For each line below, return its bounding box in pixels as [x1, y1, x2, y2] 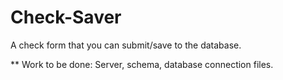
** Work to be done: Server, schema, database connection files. [10, 58, 274, 70]
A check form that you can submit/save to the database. [10, 39, 242, 51]
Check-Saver [10, 6, 122, 29]
